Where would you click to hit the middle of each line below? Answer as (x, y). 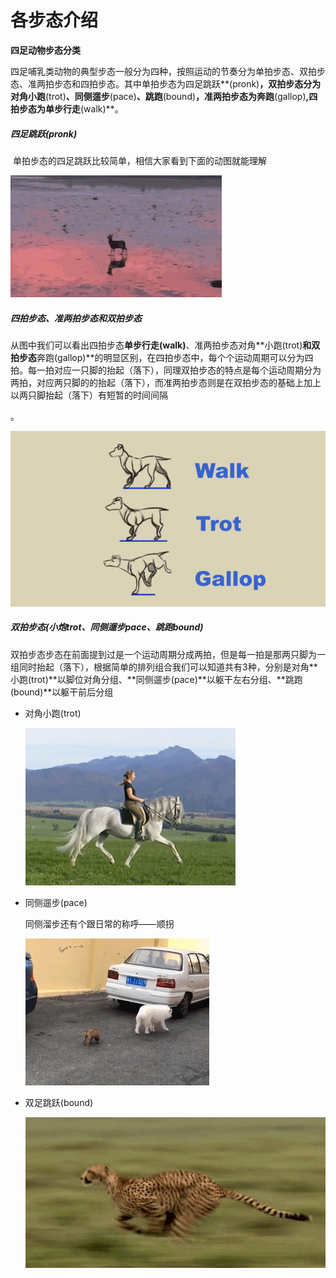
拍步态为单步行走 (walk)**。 (67, 108)
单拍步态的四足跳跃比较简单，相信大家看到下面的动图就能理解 (139, 160)
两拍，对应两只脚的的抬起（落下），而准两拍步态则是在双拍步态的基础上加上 (166, 382)
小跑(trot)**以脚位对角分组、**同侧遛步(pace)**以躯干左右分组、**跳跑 (156, 679)
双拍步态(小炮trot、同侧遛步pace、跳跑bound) (107, 627)
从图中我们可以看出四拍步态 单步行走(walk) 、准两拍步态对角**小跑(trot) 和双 (165, 345)
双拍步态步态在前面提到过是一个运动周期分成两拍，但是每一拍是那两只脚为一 (168, 654)
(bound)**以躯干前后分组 (62, 692)
